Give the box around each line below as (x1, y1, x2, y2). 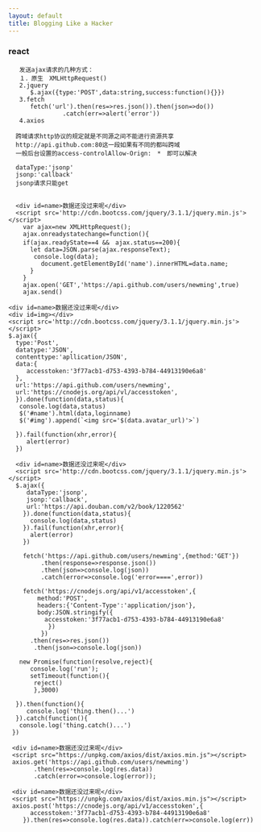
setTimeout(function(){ (29, 672, 110, 680)
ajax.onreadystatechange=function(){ (23, 230, 150, 238)
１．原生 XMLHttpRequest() (19, 74, 107, 82)
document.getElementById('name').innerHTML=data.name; (40, 260, 229, 268)
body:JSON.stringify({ (37, 608, 114, 617)
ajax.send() (23, 288, 63, 296)
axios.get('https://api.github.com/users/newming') (11, 758, 189, 766)
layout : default (8, 11, 63, 20)
